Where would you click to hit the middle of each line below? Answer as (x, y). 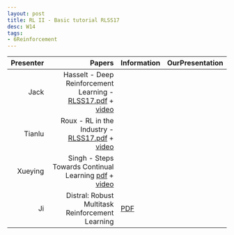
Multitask (99, 204)
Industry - (97, 129)
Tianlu (34, 134)
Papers (102, 63)
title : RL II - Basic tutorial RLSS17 (63, 20)
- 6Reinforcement (32, 40)
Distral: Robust (90, 195)
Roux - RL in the (87, 121)
